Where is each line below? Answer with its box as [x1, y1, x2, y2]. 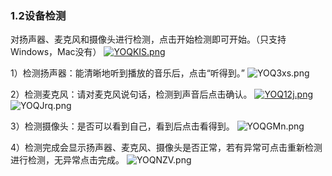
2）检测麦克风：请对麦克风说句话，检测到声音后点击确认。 [10, 88, 253, 101]
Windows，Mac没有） [10, 46, 102, 58]
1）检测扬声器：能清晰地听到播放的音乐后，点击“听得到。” [10, 67, 246, 79]
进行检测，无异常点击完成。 [10, 154, 125, 166]
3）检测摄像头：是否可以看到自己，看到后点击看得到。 [10, 120, 235, 132]
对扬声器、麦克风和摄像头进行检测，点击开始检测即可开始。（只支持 [10, 33, 287, 46]
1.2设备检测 [10, 8, 67, 22]
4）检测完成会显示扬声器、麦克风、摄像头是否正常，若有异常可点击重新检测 [10, 142, 323, 154]
